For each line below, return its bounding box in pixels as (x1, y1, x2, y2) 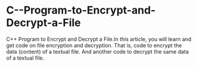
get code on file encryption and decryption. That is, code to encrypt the (6, 42, 183, 49)
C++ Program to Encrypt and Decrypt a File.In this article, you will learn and (6, 35, 192, 42)
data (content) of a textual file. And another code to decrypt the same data (6, 48, 189, 55)
